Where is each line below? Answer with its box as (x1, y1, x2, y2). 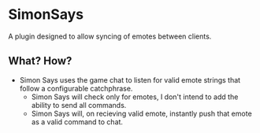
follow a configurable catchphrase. (19, 83, 133, 93)
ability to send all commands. (31, 100, 127, 109)
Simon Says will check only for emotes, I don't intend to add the (31, 92, 239, 102)
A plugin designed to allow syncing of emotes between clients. (8, 31, 212, 41)
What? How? (8, 54, 72, 68)
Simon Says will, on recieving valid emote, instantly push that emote (31, 109, 252, 118)
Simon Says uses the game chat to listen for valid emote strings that (19, 75, 241, 84)
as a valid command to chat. (31, 116, 124, 127)
